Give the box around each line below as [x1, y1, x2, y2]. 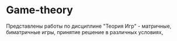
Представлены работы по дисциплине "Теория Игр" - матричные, [6, 23, 172, 29]
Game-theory [6, 3, 73, 17]
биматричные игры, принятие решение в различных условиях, [6, 28, 164, 35]
